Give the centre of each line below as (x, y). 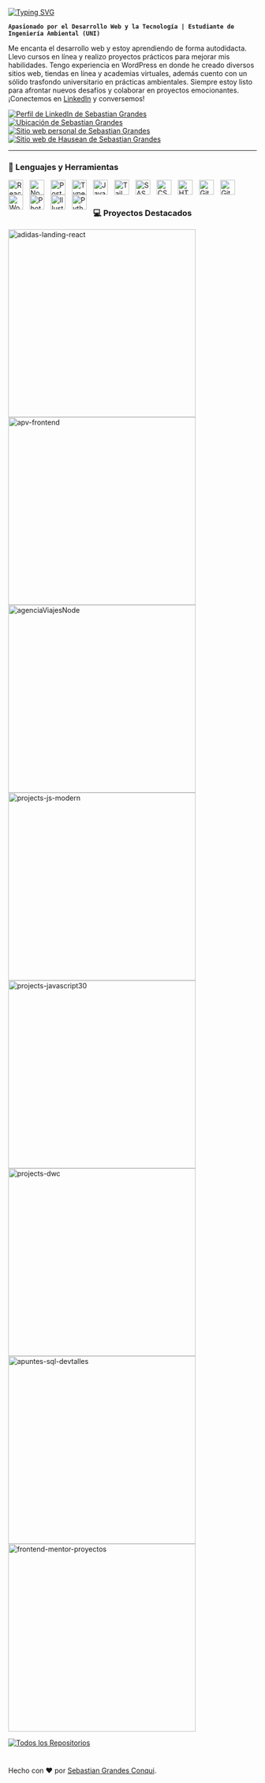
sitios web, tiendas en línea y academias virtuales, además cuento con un (128, 74)
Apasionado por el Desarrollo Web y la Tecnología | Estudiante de (121, 27)
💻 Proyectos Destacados (143, 213)
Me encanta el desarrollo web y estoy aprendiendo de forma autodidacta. (127, 48)
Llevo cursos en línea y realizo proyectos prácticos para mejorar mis (119, 57)
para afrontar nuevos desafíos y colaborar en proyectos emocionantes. (123, 90)
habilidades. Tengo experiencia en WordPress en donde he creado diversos (131, 65)
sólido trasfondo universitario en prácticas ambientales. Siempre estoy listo (131, 82)
